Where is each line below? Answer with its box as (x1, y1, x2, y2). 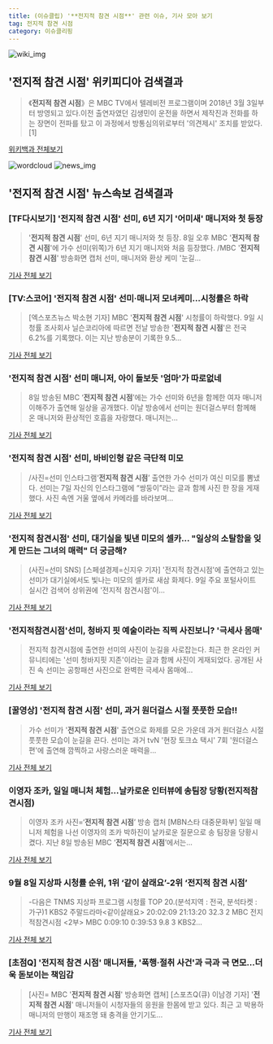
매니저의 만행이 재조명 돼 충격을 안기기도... (28, 1010, 163, 1020)
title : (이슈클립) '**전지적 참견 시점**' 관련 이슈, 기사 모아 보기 (8, 11, 213, 20)
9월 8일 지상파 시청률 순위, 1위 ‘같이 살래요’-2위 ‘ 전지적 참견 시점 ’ (8, 876, 248, 888)
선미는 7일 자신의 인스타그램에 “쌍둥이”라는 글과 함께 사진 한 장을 (39, 483, 245, 492)
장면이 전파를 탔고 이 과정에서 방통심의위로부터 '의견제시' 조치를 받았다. (37, 119, 262, 129)
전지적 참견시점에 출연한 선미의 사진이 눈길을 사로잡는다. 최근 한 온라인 (28, 644, 252, 655)
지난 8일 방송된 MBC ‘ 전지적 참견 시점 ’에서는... (45, 837, 193, 847)
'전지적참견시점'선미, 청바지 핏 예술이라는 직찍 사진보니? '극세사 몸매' (8, 624, 262, 636)
